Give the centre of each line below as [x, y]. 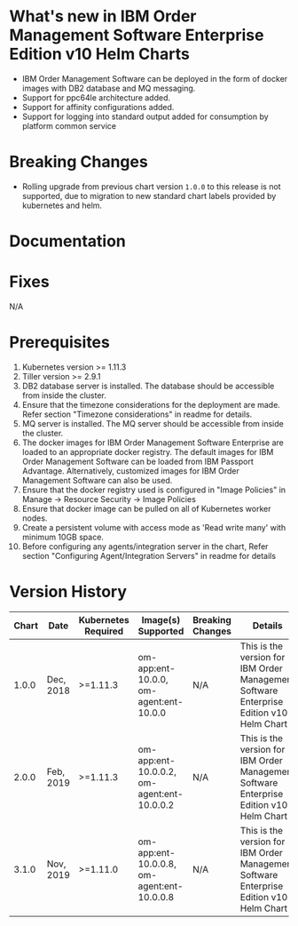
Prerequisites [60, 343]
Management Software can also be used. [97, 480]
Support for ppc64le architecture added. [96, 97]
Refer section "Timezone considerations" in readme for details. [137, 414]
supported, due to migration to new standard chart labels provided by [149, 196]
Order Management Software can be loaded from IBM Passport [138, 461]
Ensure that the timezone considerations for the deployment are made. [151, 404]
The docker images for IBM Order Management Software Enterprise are [153, 443]
